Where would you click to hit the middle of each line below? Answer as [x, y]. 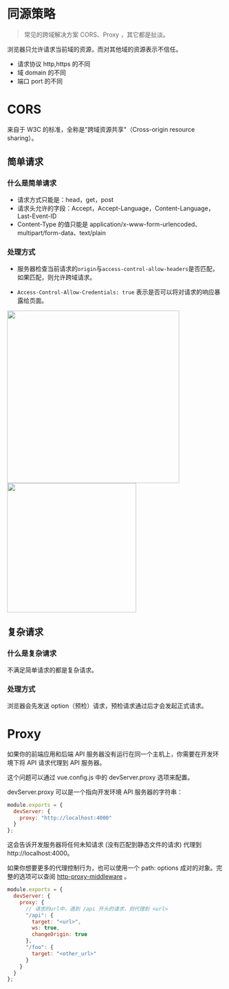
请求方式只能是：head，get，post [65, 199]
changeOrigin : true [60, 935]
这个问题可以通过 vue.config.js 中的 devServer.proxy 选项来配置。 [100, 777]
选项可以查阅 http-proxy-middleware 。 [75, 877]
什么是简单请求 [32, 183]
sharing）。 [22, 138]
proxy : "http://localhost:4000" [66, 818]
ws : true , [46, 928]
